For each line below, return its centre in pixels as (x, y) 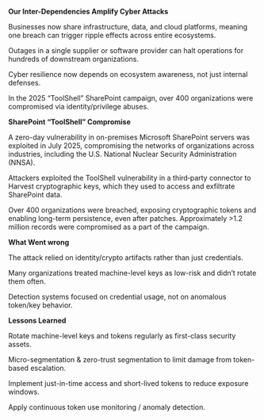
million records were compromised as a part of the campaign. (109, 227)
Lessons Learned (37, 321)
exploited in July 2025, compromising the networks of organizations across (132, 145)
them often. (27, 281)
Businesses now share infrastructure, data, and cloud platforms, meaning (128, 27)
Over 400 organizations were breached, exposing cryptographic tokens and (132, 210)
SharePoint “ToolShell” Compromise (69, 122)
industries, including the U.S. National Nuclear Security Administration (122, 154)
